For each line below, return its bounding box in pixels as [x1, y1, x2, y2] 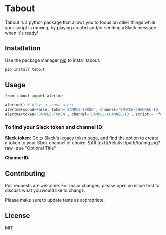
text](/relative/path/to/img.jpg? [97, 140, 160, 146]
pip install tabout [5, 67, 45, 72]
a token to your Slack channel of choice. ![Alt [5, 140, 97, 146]
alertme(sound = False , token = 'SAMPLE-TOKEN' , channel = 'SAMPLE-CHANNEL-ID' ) [5, 107, 163, 112]
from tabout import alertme [5, 94, 63, 99]
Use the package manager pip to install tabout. [5, 57, 100, 63]
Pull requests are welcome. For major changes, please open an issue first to [5, 183, 160, 188]
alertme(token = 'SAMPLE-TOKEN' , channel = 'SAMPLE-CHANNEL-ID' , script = [5, 112, 154, 117]
